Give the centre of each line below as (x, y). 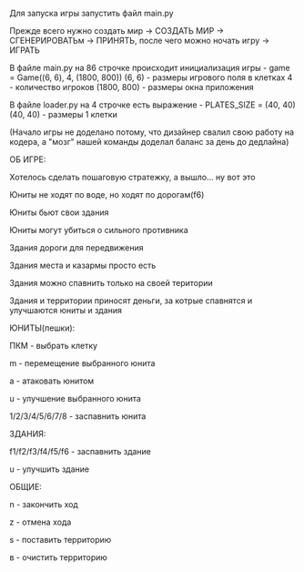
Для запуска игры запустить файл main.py (92, 13)
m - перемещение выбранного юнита (82, 363)
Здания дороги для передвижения (76, 248)
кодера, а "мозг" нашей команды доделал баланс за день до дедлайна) (149, 142)
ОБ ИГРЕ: (28, 159)
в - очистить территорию (58, 557)
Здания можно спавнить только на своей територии (111, 283)
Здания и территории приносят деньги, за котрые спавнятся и (131, 301)
